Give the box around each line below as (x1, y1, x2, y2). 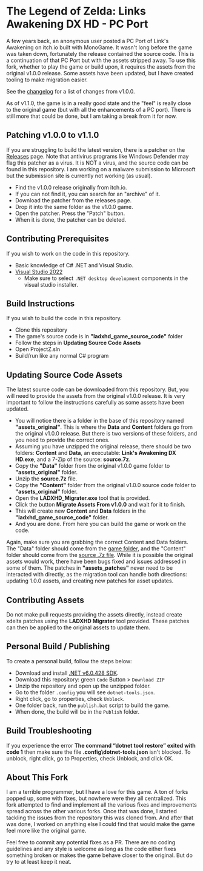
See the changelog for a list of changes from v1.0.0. (6, 87, 135, 95)
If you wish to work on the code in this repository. (6, 250, 130, 257)
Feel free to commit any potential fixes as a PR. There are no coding (6, 839, 176, 846)
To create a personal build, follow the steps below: (6, 657, 132, 664)
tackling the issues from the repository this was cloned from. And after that (6, 814, 194, 821)
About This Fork (6, 773, 68, 783)
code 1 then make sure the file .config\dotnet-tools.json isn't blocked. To (6, 748, 191, 756)
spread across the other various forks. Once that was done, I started (6, 808, 178, 815)
